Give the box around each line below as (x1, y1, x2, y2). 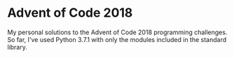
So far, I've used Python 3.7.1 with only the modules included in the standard (7, 35, 227, 43)
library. (7, 43, 28, 51)
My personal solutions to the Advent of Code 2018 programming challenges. (7, 28, 228, 36)
